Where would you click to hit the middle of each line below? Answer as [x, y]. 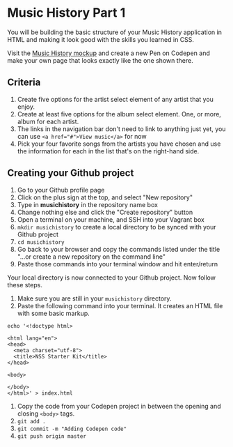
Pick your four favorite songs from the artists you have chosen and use [119, 144]
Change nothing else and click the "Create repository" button [105, 212]
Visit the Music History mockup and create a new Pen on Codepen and [109, 53]
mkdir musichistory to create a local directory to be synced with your [117, 227]
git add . [32, 421]
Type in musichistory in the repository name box [88, 204]
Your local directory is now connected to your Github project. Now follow [111, 278]
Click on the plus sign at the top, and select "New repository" [105, 197]
